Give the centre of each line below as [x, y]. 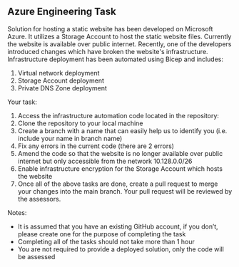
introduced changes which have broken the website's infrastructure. [108, 51]
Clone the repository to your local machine [80, 123]
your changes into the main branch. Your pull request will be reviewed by [125, 191]
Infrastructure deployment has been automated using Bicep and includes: [115, 59]
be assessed [36, 256]
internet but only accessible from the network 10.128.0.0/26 [105, 161]
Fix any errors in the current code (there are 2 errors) [96, 146]
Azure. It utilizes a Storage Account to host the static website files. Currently [119, 36]
